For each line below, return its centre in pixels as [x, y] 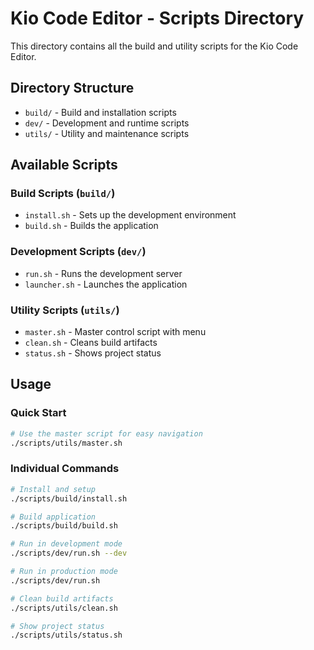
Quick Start [38, 413]
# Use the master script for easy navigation [106, 433]
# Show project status [57, 626]
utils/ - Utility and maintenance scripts [107, 133]
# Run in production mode [64, 572]
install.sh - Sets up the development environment [130, 215]
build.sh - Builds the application [91, 226]
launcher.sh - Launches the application [106, 284]
